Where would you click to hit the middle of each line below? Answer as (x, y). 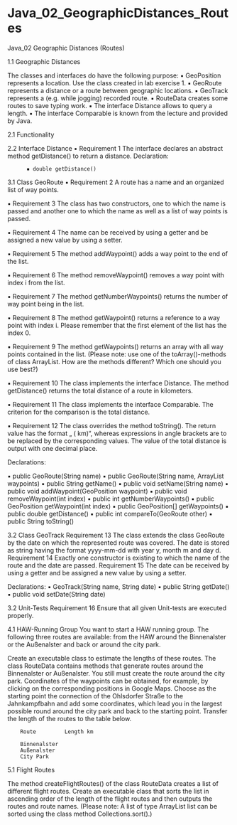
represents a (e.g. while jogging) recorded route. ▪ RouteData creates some (118, 98)
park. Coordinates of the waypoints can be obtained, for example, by (108, 681)
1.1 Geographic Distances (44, 61)
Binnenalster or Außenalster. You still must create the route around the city (116, 673)
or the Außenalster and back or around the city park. (84, 644)
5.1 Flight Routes (31, 770)
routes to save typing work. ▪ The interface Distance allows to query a (110, 105)
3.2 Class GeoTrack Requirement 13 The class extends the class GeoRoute (116, 535)
